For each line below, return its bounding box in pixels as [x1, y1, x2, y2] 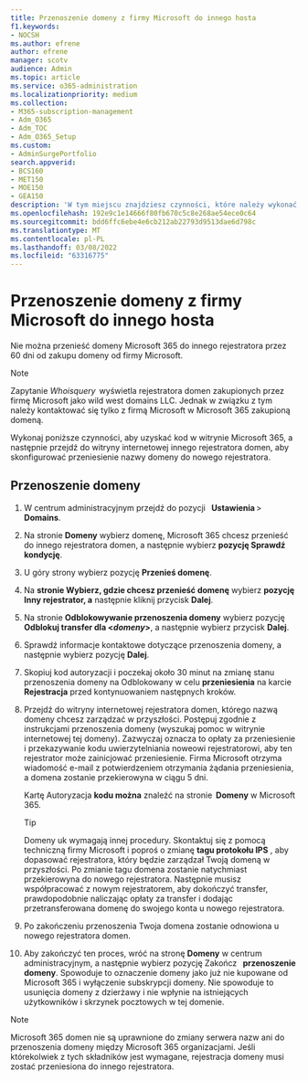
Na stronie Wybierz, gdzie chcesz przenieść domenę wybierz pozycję [23, 584, 295, 595]
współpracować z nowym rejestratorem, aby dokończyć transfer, [23, 883, 269, 894]
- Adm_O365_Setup [10, 132, 77, 142]
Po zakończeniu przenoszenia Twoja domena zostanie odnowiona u [23, 920, 280, 931]
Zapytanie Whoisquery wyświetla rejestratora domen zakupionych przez [10, 386, 285, 397]
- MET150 [10, 175, 44, 184]
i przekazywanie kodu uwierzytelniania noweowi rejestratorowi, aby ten [23, 742, 293, 754]
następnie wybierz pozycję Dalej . [23, 649, 150, 660]
